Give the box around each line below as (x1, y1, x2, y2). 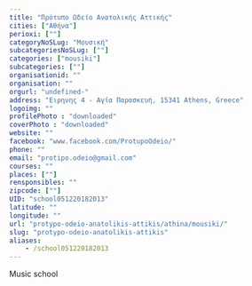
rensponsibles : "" (9, 179, 77, 187)
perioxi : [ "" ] (9, 29, 62, 38)
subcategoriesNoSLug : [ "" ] (9, 46, 109, 55)
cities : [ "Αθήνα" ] (9, 21, 77, 30)
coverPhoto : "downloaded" (9, 121, 109, 130)
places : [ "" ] (9, 170, 58, 179)
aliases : (9, 236, 42, 245)
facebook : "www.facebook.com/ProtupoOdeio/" (9, 137, 177, 146)
